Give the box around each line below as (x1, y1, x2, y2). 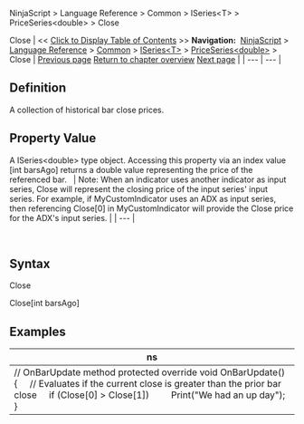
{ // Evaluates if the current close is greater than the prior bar (14, 378, 282, 390)
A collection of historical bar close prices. (9, 104, 165, 115)
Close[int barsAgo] (9, 298, 80, 309)
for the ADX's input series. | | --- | (9, 212, 136, 223)
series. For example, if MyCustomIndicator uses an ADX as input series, (9, 193, 277, 204)
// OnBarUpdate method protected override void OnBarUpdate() (14, 366, 285, 379)
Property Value (9, 130, 97, 146)
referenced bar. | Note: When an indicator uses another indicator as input (9, 174, 287, 185)
